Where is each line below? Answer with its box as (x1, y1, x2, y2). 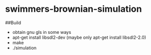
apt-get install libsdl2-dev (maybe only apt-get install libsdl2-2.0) (12, 34, 147, 40)
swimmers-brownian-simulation (5, 3, 142, 15)
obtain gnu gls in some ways (12, 29, 71, 35)
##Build (5, 20, 21, 26)
